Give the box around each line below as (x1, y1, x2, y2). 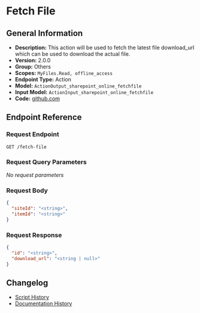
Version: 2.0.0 (14, 57, 51, 64)
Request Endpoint (6, 130, 59, 139)
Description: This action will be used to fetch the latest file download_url (14, 44, 195, 51)
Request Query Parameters (6, 158, 87, 166)
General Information (6, 28, 83, 38)
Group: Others (14, 63, 51, 70)
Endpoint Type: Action (14, 76, 72, 83)
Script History (14, 294, 50, 301)
